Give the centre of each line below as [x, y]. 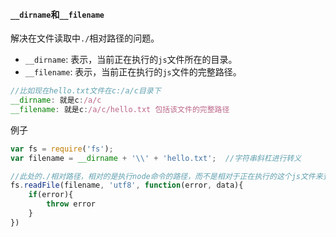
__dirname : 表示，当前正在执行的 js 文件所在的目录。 [131, 60]
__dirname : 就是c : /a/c [56, 100]
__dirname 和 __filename [57, 14]
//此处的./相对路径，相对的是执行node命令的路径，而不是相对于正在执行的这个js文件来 [166, 176]
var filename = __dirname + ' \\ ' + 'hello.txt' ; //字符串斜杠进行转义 [156, 158]
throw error [71, 204]
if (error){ [51, 195]
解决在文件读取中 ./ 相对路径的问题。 [85, 38]
